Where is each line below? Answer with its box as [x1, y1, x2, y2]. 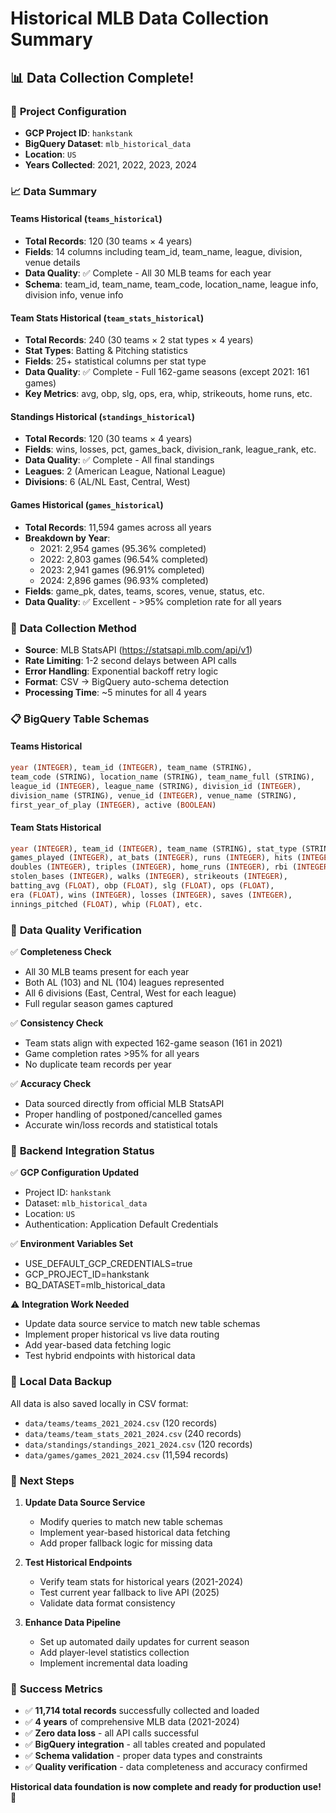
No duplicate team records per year [24, 1058, 172, 1071]
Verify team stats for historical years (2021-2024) [39, 1575, 244, 1587]
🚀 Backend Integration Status [10, 1143, 155, 1157]
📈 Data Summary [10, 184, 98, 198]
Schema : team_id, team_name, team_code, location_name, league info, [24, 278, 319, 290]
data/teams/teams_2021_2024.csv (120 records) [24, 1417, 218, 1429]
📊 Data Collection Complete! [10, 69, 195, 86]
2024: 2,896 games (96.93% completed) [39, 574, 209, 586]
